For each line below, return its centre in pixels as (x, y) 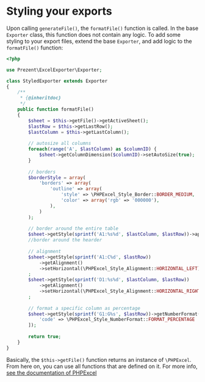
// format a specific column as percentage (84, 308)
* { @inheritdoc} (41, 98)
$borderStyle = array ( (57, 178)
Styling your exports (59, 11)
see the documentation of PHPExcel (52, 373)
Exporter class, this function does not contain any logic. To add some (94, 34)
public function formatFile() (56, 109)
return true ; (45, 337)
